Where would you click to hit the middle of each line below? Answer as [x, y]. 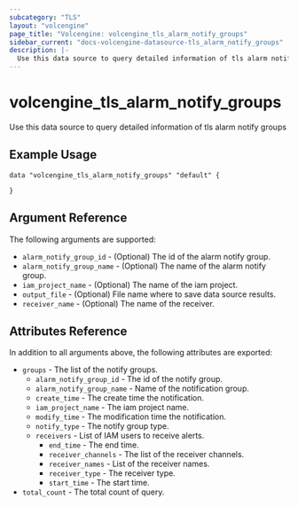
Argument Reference [68, 218]
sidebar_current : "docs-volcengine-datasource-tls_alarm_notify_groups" [146, 42]
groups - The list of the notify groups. [90, 370]
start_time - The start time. [99, 483]
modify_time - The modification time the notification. [131, 416]
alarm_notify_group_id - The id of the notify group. [129, 379]
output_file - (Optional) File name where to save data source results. [149, 294]
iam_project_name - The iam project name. [112, 408]
